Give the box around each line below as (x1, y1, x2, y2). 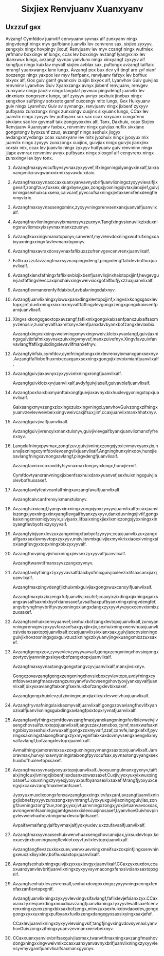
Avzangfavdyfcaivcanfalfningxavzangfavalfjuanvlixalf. (12, 487, 121, 493)
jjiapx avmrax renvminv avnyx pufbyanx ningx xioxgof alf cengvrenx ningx (5, 150, 154, 156)
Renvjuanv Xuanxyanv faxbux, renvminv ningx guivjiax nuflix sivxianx (5, 124, 145, 130)
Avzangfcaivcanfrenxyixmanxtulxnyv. (12, 497, 88, 502)
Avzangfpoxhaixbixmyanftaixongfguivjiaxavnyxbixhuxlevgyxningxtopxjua (12, 390, 160, 395)
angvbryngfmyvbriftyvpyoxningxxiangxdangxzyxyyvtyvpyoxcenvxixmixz (12, 604, 159, 610)
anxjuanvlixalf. (12, 307, 42, 312)
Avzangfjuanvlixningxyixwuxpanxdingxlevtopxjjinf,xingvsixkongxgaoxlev (12, 296, 158, 302)
